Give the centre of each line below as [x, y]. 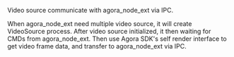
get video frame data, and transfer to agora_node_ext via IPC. [97, 46]
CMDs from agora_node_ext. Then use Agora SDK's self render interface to [117, 39]
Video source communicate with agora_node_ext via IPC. [90, 10]
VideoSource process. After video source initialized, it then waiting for [109, 31]
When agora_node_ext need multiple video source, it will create [100, 24]
